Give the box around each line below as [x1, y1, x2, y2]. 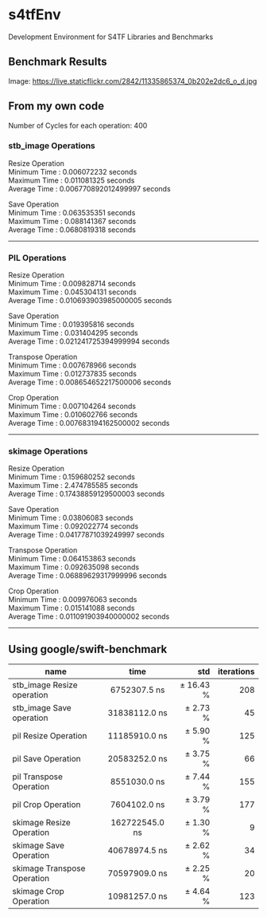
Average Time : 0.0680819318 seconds [8, 225, 137, 234]
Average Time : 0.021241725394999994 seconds [8, 336, 170, 346]
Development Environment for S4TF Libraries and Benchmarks [8, 32, 214, 41]
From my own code [8, 100, 105, 113]
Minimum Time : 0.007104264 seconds [8, 401, 137, 411]
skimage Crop [12, 886, 65, 897]
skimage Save [12, 840, 65, 851]
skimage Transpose [12, 863, 86, 874]
